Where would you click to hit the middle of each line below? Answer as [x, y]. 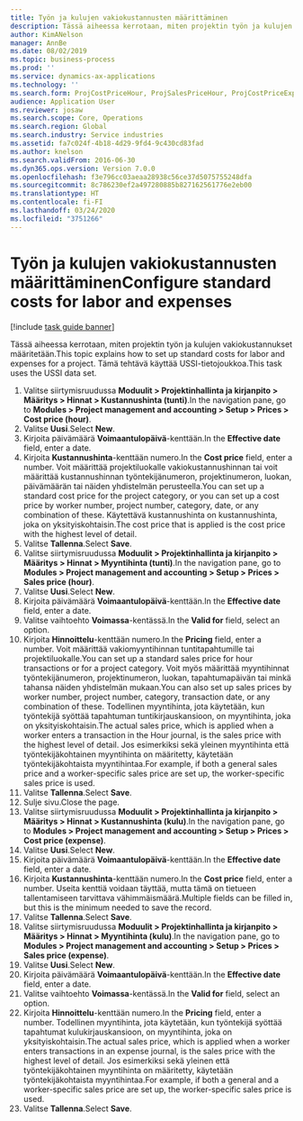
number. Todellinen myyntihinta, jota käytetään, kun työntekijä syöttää [152, 1022]
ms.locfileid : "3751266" [57, 219]
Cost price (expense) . [64, 840]
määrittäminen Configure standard [141, 283]
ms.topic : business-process [63, 59]
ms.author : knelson [47, 151]
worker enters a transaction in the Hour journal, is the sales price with [152, 734]
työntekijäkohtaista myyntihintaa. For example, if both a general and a [151, 1080]
